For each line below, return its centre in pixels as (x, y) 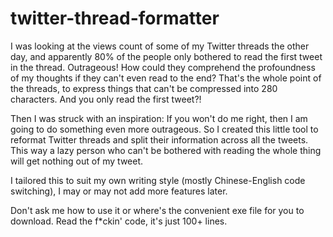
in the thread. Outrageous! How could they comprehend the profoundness (163, 67)
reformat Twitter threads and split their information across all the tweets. (159, 139)
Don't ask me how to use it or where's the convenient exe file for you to (157, 210)
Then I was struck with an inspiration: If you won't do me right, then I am (159, 118)
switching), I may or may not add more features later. (119, 191)
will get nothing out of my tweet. (77, 161)
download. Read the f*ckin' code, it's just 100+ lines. (119, 221)
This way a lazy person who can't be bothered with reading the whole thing (166, 150)
